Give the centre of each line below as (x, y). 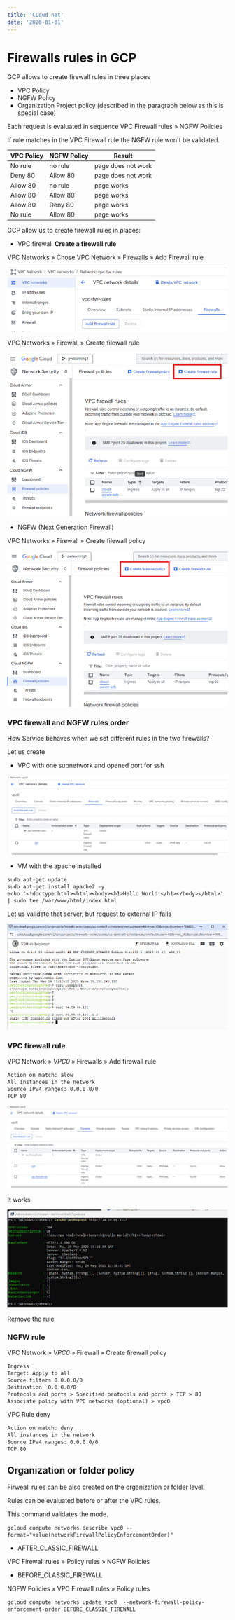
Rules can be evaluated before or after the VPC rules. (84, 1501)
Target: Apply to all (39, 1373)
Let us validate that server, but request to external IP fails (90, 914)
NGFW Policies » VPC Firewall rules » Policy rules (79, 1589)
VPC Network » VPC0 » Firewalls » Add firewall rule (82, 1061)
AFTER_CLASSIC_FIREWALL (58, 1548)
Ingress (19, 1366)
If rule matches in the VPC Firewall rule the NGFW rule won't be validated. (114, 140)
